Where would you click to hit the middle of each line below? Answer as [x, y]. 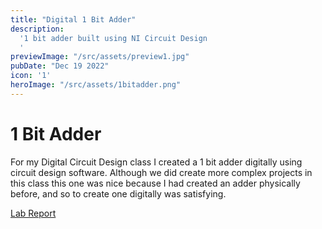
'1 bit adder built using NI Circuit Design [113, 38]
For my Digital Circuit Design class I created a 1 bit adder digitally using [156, 162]
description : [37, 29]
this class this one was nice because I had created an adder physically [155, 183]
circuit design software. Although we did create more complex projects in [161, 172]
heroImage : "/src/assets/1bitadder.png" [96, 85]
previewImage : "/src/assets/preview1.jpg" [100, 57]
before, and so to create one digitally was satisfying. [118, 193]
